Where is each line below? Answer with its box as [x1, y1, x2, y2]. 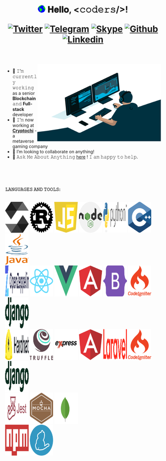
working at [12, 123, 35, 129]
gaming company [12, 143, 48, 149]
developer [12, 112, 33, 118]
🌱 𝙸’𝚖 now [12, 117, 34, 123]
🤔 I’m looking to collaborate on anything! [12, 149, 95, 155]
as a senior [12, 91, 35, 96]
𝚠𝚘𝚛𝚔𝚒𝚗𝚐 [12, 85, 34, 91]
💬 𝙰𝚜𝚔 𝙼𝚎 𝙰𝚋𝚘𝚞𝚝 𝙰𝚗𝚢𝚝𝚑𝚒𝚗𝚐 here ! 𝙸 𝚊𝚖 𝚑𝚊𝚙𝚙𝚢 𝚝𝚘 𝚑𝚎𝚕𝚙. [12, 154, 138, 160]
